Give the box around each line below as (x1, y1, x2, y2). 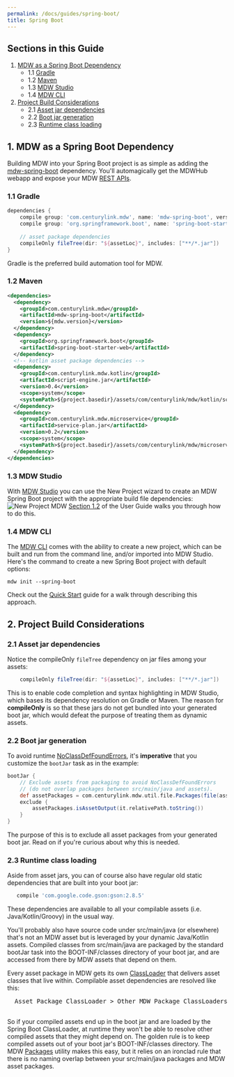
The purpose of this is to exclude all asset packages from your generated (7, 830, 218, 839)
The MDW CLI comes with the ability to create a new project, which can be (7, 543, 222, 551)
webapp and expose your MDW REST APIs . (7, 174, 132, 182)
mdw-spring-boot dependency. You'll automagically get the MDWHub (7, 167, 208, 175)
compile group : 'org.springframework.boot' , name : (19, 221, 170, 228)
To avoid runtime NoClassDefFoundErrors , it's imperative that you (7, 752, 197, 760)
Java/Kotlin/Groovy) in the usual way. (7, 912, 115, 921)
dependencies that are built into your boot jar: (7, 879, 139, 887)
